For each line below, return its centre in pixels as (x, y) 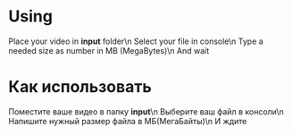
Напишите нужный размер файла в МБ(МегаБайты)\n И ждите (128, 121)
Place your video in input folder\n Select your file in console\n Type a (136, 41)
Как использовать (80, 87)
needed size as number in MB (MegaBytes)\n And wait (109, 50)
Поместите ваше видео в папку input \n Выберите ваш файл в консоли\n (146, 111)
